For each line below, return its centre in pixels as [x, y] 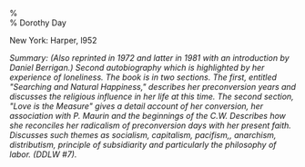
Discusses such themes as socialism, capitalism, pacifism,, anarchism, [143, 135]
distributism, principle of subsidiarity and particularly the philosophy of [143, 145]
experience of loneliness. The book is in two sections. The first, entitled [143, 77]
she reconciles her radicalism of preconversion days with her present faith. [150, 125]
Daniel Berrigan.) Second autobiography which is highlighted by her [137, 68]
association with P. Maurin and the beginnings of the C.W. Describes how [148, 116]
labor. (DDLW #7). [43, 154]
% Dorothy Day [38, 23]
